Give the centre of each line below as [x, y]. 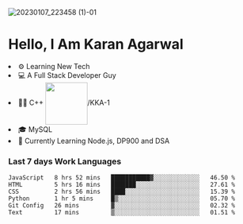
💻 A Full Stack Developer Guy [67, 75]
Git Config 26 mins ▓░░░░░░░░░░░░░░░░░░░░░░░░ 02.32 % [122, 206]
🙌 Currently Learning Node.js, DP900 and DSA [94, 141]
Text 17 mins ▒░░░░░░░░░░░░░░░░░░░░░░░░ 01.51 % [122, 213]
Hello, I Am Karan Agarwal [96, 44]
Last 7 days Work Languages [65, 161]
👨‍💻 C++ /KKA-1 [65, 102]
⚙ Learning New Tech [54, 66]
